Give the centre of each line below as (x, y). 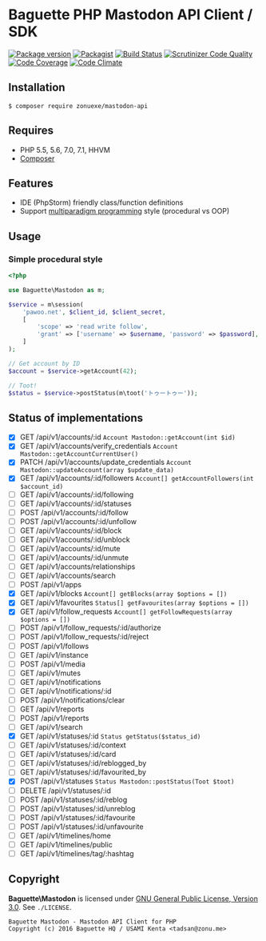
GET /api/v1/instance (54, 655)
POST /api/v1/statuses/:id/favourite (77, 817)
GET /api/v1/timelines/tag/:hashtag (77, 853)
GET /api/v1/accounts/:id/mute (70, 548)
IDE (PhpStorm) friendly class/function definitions (101, 202)
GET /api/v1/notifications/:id (66, 691)
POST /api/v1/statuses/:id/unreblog (77, 808)
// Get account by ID (44, 363)
